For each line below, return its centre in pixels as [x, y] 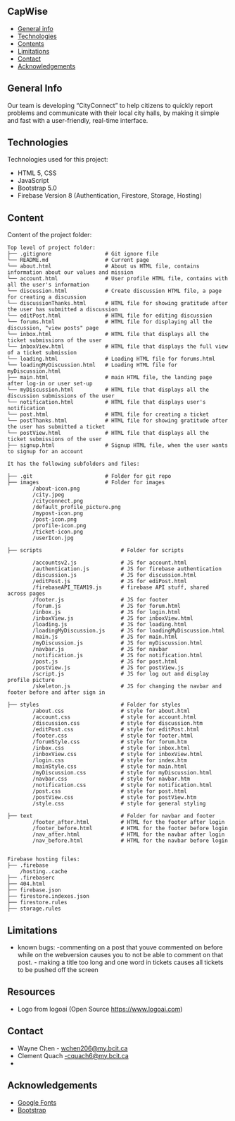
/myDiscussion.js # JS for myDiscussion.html [118, 643]
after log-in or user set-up [50, 384]
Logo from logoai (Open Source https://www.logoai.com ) [100, 1009]
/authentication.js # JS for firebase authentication [127, 569]
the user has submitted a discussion [63, 310]
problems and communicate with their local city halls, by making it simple [113, 113]
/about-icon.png [56, 489]
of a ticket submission [42, 353]
